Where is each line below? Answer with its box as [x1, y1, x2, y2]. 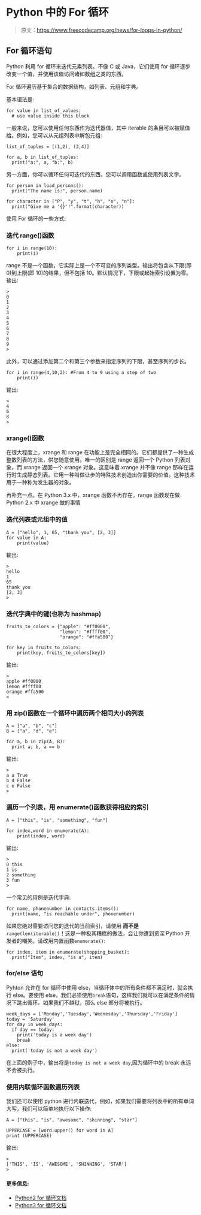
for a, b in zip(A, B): [6, 738, 66, 745]
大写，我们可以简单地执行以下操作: [6, 1105, 92, 1113]
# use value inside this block [11, 113, 90, 119]
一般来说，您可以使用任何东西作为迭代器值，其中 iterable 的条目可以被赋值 [6, 124, 190, 131]
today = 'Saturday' [6, 1016, 55, 1022]
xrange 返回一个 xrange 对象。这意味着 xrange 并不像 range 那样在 [23, 464, 189, 471]
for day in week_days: [6, 1021, 63, 1027]
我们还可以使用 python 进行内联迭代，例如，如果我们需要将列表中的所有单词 [6, 1098, 194, 1105]
